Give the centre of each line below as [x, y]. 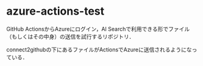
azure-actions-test [55, 11]
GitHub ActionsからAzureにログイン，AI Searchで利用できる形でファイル [98, 29]
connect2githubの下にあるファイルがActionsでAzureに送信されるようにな [99, 50]
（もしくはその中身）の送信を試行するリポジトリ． [70, 36]
